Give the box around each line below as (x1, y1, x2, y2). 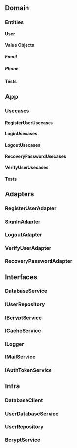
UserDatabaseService (5, 410, 59, 417)
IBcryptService (5, 314, 42, 321)
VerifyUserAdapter (5, 244, 51, 251)
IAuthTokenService (5, 367, 52, 374)
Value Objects (5, 42, 34, 48)
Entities (5, 19, 24, 26)
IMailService (5, 353, 36, 360)
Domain (5, 4, 29, 12)
